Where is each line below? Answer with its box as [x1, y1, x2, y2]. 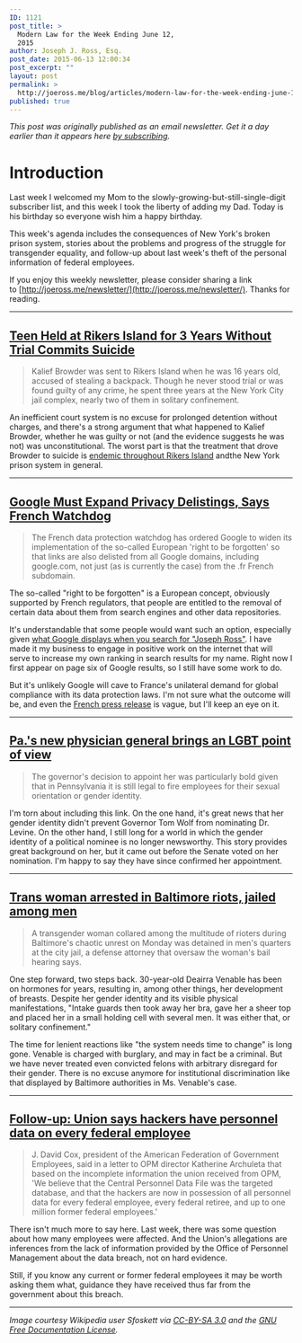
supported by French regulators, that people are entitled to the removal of [9, 596, 282, 607]
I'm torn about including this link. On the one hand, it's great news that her [9, 808, 284, 818]
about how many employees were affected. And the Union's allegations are [9, 1233, 288, 1244]
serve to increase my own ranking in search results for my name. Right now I [9, 652, 293, 663]
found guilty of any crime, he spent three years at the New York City [31, 385, 285, 396]
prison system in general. [9, 460, 103, 471]
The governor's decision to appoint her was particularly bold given [31, 771, 279, 782]
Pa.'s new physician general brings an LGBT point [9, 733, 292, 748]
